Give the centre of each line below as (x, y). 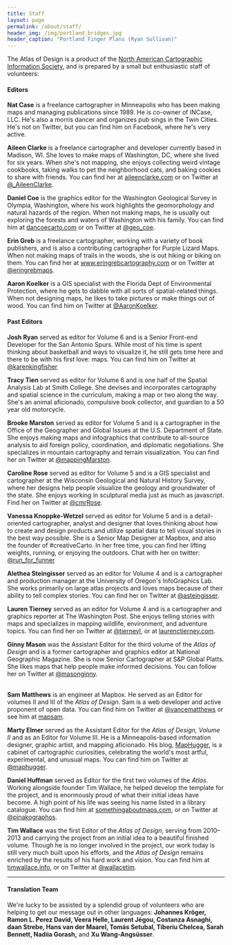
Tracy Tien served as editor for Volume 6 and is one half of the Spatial (107, 380)
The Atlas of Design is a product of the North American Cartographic (105, 59)
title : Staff (26, 13)
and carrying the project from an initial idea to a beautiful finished (116, 838)
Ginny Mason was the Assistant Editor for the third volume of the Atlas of (112, 644)
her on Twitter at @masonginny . (52, 674)
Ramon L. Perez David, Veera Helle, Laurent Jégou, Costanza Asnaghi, (110, 919)
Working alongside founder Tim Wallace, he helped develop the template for (116, 787)
